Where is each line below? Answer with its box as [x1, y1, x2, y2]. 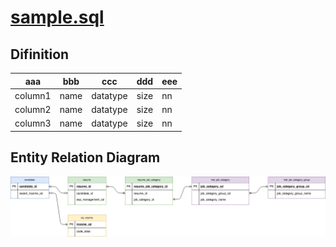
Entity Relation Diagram [10, 149, 161, 166]
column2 [14, 104, 52, 115]
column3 [14, 117, 52, 130]
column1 [14, 89, 52, 101]
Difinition [10, 46, 70, 63]
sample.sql [10, 6, 105, 29]
